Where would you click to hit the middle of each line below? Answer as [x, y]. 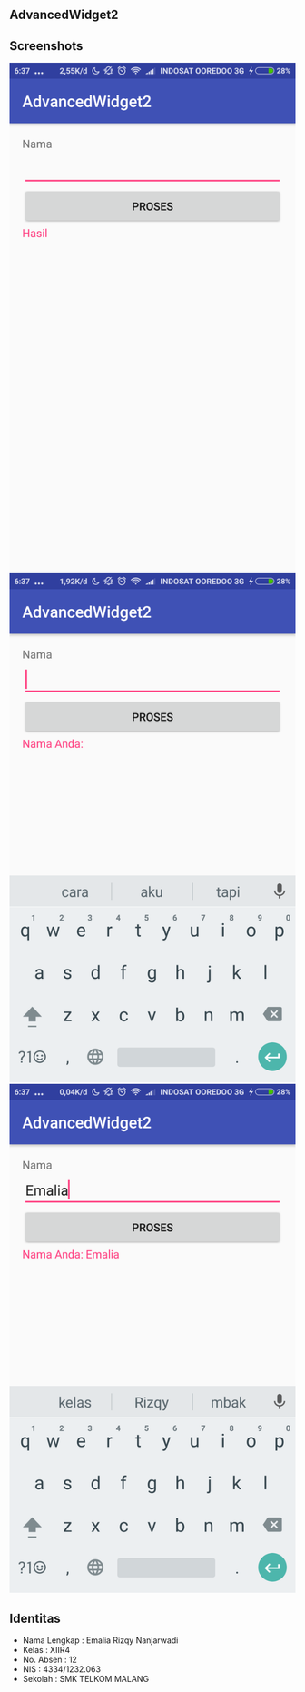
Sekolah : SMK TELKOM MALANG [86, 1679]
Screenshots [46, 46]
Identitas [35, 1618]
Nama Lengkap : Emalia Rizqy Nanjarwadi [100, 1640]
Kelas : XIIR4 [46, 1650]
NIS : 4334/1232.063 [62, 1669]
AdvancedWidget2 [64, 15]
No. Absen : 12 [49, 1660]
